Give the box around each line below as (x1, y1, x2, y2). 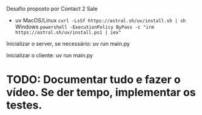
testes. (6, 99, 42, 112)
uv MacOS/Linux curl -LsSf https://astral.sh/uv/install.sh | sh (15, 17, 186, 23)
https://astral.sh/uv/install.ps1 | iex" (15, 30, 121, 36)
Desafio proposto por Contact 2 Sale (6, 5, 98, 12)
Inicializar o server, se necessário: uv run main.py (6, 40, 130, 47)
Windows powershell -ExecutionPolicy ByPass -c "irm (15, 23, 155, 30)
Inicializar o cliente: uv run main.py (6, 52, 93, 59)
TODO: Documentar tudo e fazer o (6, 73, 181, 87)
